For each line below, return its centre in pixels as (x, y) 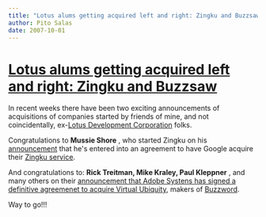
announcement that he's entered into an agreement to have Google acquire (131, 149)
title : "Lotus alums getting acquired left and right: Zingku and (120, 15)
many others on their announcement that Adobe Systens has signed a (122, 181)
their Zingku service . (42, 157)
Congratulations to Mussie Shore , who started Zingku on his (108, 140)
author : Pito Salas (40, 23)
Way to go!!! (28, 205)
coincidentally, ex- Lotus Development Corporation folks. (100, 125)
